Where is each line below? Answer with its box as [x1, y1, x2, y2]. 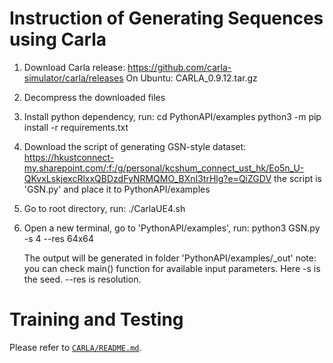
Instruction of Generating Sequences [9, 7, 324, 30]
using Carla [9, 28, 107, 51]
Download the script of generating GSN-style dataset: [23, 140, 247, 152]
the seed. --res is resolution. [23, 273, 142, 285]
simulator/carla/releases [23, 72, 124, 84]
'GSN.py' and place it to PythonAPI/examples [23, 183, 211, 195]
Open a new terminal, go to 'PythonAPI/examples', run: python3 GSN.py [23, 222, 321, 234]
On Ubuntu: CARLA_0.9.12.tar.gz [125, 72, 258, 84]
